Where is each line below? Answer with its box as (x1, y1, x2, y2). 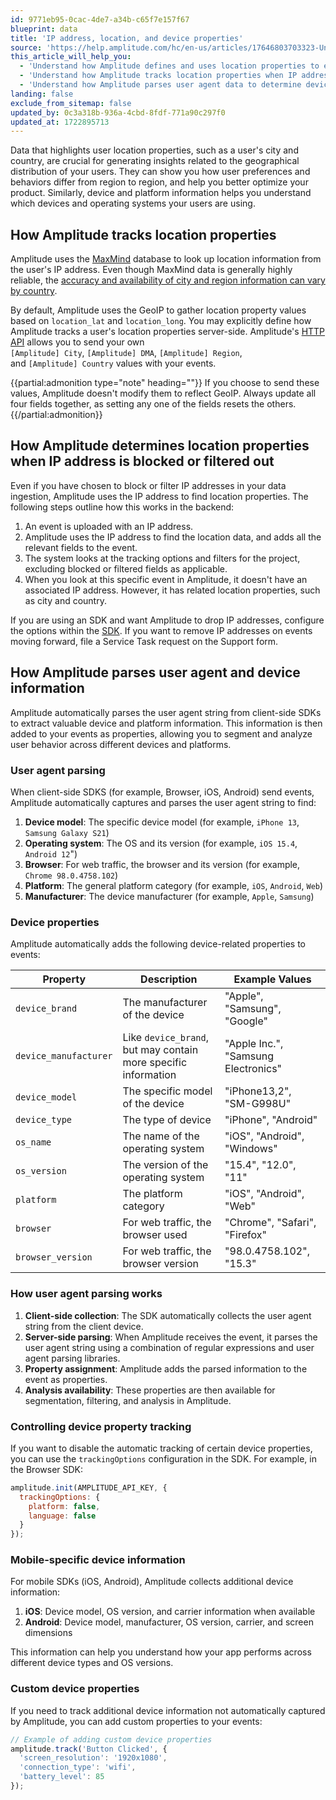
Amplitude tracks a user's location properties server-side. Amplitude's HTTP (10, 326, 326, 338)
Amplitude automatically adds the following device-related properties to (10, 938, 306, 950)
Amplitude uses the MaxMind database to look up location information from (10, 253, 322, 265)
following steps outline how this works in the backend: (10, 501, 235, 513)
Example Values (233, 972, 312, 986)
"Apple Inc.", (224, 1037, 284, 1051)
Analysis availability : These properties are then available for (24, 1384, 276, 1396)
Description (140, 972, 198, 986)
